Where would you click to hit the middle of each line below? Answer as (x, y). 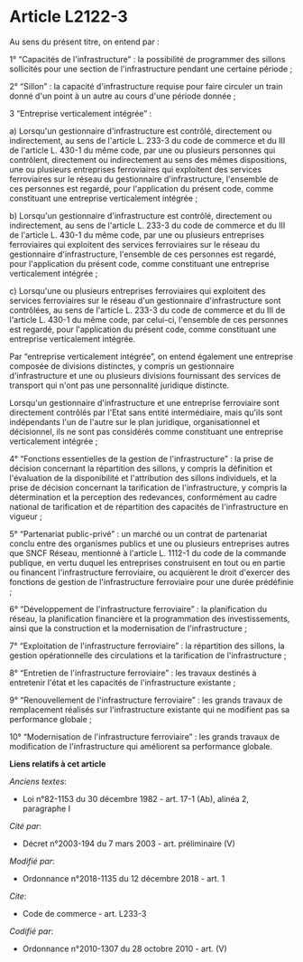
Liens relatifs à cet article (58, 764)
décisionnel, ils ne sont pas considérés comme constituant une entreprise (147, 431)
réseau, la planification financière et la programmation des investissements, (150, 618)
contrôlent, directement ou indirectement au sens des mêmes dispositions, (148, 159)
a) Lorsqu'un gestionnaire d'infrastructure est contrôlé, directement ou (141, 131)
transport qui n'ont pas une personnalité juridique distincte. (119, 385)
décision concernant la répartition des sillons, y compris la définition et (141, 468)
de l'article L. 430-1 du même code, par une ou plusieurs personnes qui (142, 150)
